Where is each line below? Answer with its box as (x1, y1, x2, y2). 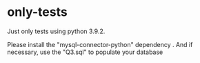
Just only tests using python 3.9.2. (7, 27, 106, 35)
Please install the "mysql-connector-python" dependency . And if (7, 40, 193, 48)
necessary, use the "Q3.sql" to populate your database (7, 48, 163, 56)
